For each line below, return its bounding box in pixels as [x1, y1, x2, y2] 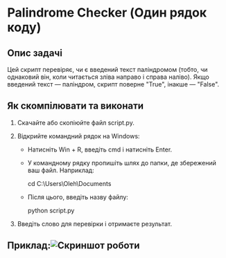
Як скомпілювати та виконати [7, 100, 144, 112]
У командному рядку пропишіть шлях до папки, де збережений [27, 158, 216, 167]
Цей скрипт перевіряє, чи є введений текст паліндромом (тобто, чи [7, 66, 208, 73]
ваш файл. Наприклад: [27, 166, 95, 174]
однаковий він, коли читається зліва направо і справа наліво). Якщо [7, 73, 209, 81]
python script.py [27, 206, 75, 214]
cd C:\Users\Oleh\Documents [27, 179, 112, 187]
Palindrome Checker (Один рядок [7, 5, 207, 21]
